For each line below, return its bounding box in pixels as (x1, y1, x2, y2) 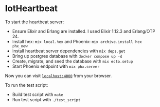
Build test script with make (12, 92, 63, 97)
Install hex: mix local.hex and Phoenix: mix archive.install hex (12, 38, 142, 44)
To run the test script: (5, 82, 48, 88)
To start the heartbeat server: (5, 19, 64, 25)
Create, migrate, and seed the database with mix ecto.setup (12, 58, 133, 64)
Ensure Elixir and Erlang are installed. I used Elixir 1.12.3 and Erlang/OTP (12, 28, 156, 34)
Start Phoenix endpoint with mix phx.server (12, 63, 100, 69)
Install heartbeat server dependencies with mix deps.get (12, 48, 125, 54)
